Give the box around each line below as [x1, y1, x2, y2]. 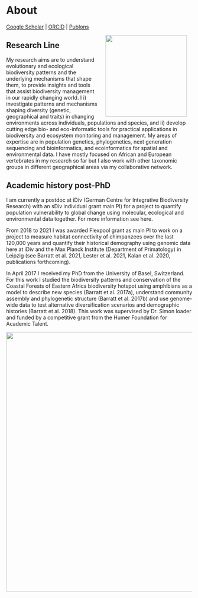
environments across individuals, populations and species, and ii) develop [6, 119, 186, 126]
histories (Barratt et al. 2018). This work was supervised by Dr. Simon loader [6, 307, 191, 314]
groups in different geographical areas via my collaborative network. [6, 163, 173, 170]
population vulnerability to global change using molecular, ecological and [6, 209, 184, 216]
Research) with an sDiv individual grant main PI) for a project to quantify [6, 202, 181, 209]
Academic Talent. [6, 320, 49, 327]
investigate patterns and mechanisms [6, 100, 98, 107]
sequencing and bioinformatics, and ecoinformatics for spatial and [6, 144, 168, 151]
